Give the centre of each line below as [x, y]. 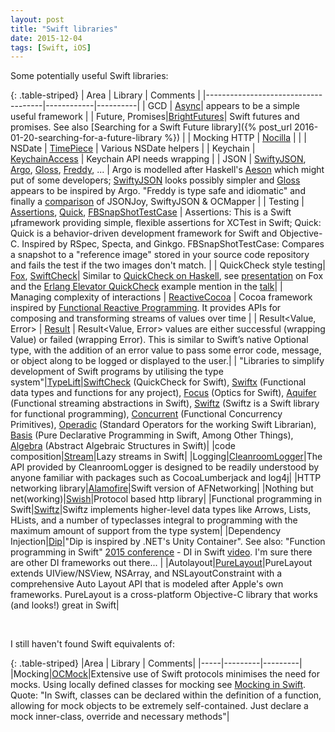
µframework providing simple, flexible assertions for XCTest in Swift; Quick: [166, 223]
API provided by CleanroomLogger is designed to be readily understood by [165, 467]
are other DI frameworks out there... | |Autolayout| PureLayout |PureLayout [161, 563]
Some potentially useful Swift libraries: [89, 76]
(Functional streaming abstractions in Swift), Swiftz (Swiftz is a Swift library [165, 403]
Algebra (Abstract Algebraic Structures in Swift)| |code [123, 446]
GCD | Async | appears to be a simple [223, 106]
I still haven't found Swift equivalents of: [92, 644]
